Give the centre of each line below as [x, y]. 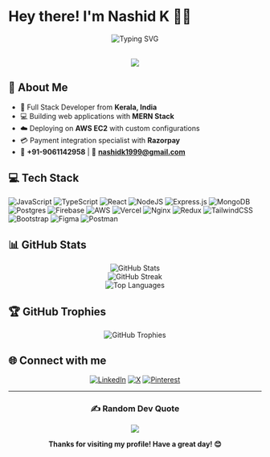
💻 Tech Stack [44, 178]
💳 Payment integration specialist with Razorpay [100, 140]
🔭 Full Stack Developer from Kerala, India [88, 107]
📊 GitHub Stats [47, 245]
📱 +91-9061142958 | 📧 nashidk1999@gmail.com [102, 151]
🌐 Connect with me [57, 360]
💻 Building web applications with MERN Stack [97, 116]
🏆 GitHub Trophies [57, 312]
